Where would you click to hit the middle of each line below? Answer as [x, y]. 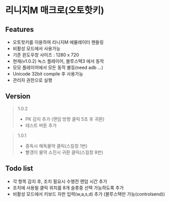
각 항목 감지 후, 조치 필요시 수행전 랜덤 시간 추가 [60, 181]
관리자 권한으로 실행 [32, 80]
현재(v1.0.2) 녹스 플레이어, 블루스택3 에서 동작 [58, 61]
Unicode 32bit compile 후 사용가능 [48, 74]
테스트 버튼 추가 [41, 125]
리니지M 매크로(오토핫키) [55, 10]
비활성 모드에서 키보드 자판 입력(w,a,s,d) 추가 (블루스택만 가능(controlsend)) [89, 194]
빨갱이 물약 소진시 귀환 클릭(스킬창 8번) [64, 152]
